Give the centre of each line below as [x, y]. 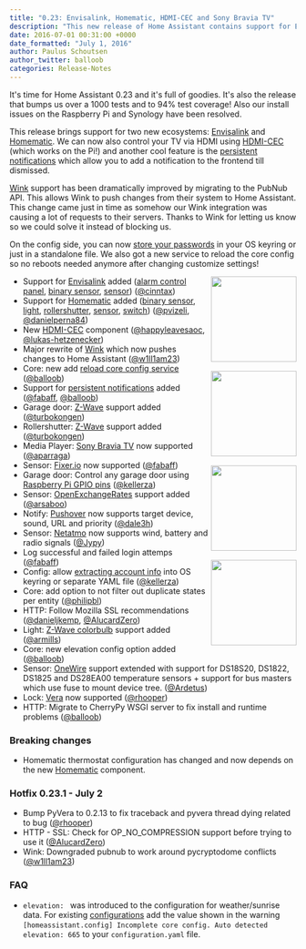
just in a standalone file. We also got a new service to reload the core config [152, 254]
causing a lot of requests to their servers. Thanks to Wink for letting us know [153, 217]
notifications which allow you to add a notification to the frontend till [137, 160]
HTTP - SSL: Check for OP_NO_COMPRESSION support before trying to [157, 832]
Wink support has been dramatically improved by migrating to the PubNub [149, 188]
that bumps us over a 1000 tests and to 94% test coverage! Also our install [149, 104]
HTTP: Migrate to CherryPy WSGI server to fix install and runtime [144, 707]
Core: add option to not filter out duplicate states [114, 591]
